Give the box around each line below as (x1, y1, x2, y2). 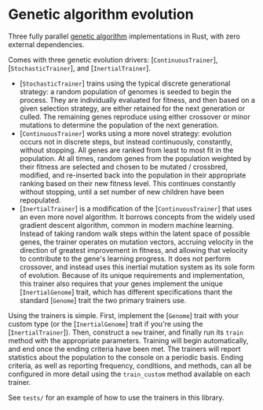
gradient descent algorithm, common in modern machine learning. (19, 220, 234, 229)
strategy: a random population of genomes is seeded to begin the (19, 86, 232, 96)
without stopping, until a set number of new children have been (19, 187, 225, 196)
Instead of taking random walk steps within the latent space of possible (19, 229, 250, 238)
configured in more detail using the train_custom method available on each (8, 369, 251, 379)
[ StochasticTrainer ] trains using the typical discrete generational (19, 79, 231, 88)
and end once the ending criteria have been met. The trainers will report (8, 344, 241, 353)
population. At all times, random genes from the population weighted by (19, 153, 252, 163)
